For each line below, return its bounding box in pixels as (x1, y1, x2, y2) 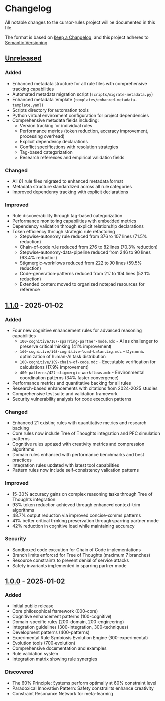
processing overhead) (19, 133, 65, 139)
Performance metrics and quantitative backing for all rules (12, 380, 131, 386)
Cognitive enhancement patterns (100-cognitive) (12, 613, 112, 620)
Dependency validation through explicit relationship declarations (12, 223, 144, 229)
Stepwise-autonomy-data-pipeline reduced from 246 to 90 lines (19, 249, 151, 255)
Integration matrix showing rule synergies (12, 656, 98, 662)
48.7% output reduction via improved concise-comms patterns (12, 512, 141, 518)
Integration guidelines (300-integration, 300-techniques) (12, 624, 129, 630)
